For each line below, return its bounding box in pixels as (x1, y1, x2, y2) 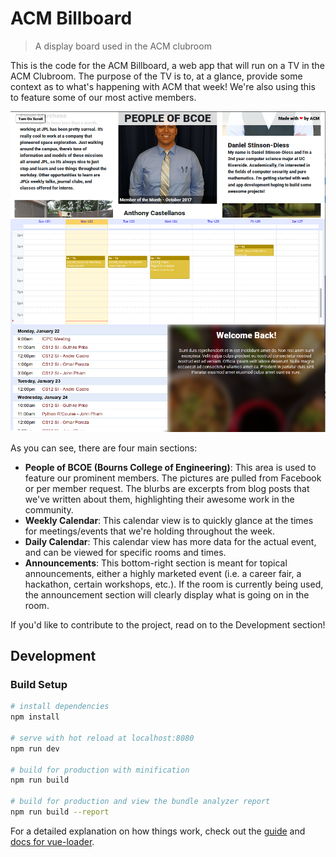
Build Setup (10, 677, 68, 691)
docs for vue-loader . (10, 835, 95, 847)
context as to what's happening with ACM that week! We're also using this (10, 80, 316, 92)
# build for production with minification (10, 765, 190, 775)
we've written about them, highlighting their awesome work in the (24, 493, 295, 505)
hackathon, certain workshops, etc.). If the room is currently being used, (24, 578, 324, 590)
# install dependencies (10, 702, 110, 712)
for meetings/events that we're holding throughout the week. (24, 525, 276, 537)
